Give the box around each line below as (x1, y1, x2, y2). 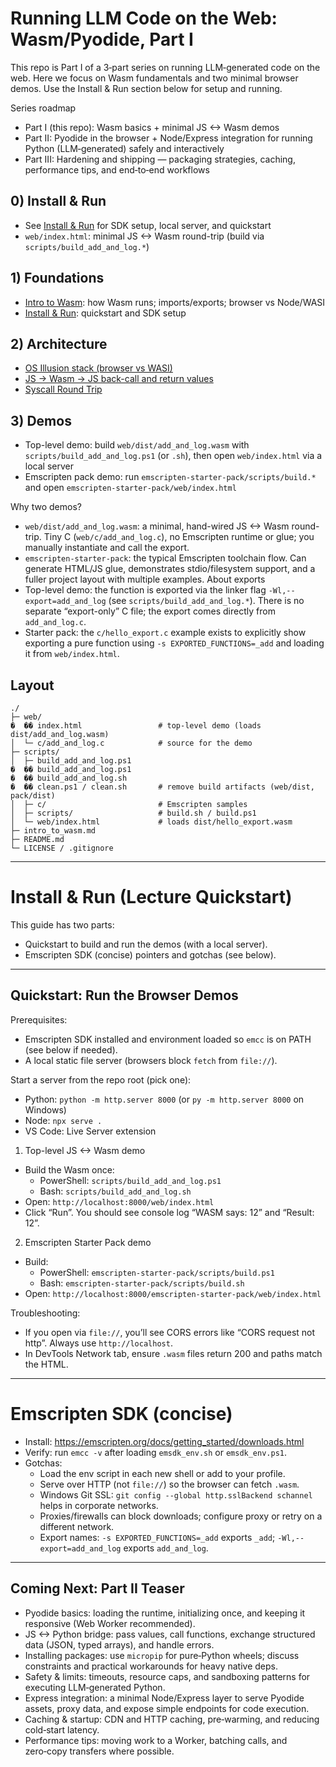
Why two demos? (10, 501, 82, 513)
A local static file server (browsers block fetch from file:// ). (24, 1054, 278, 1066)
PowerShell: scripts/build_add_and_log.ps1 (39, 1174, 222, 1186)
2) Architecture (10, 335, 108, 352)
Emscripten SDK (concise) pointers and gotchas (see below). (24, 948, 277, 961)
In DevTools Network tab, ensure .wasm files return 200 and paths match (24, 1347, 323, 1359)
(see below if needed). (24, 1043, 118, 1056)
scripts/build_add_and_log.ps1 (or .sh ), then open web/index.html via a (24, 450, 323, 462)
